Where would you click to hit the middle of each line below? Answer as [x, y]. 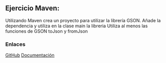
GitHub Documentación [30, 55]
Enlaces [15, 44]
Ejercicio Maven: [32, 8]
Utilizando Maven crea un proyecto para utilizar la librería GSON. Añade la [83, 20]
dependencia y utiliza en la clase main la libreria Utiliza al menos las [77, 26]
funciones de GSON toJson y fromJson [47, 31]
